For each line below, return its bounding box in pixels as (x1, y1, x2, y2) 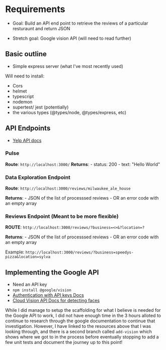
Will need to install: (5, 73, 45, 79)
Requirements (5, 4, 65, 15)
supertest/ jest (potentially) (12, 104, 69, 110)
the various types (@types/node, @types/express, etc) (12, 109, 127, 115)
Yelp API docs (12, 137, 42, 143)
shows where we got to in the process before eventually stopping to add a (5, 334, 159, 340)
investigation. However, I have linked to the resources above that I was (5, 323, 151, 329)
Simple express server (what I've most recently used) (12, 63, 123, 69)
